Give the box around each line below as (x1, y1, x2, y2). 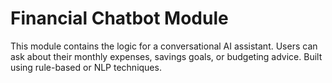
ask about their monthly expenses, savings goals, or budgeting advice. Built (10, 50, 323, 62)
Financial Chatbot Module (10, 7, 229, 30)
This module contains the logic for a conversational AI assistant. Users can (10, 40, 318, 52)
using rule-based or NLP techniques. (10, 61, 162, 73)
